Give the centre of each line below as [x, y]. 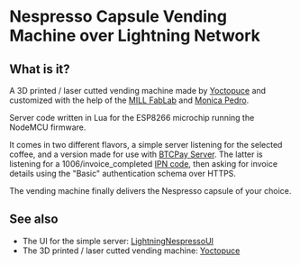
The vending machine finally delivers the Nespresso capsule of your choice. [150, 191]
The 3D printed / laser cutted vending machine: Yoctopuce [131, 251]
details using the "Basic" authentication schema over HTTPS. [123, 174]
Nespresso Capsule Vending [118, 17]
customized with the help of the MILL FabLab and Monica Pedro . [129, 100]
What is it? [40, 69]
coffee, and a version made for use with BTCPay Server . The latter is [136, 154]
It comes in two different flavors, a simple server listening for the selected [146, 145]
